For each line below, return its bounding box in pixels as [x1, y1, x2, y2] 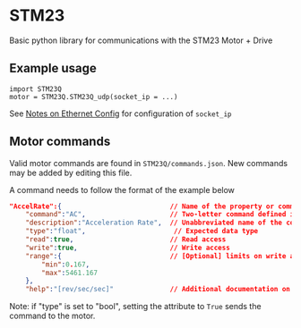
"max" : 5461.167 [41, 268, 99, 277]
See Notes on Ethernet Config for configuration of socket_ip [9, 108, 232, 119]
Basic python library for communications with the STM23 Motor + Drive [9, 35, 273, 46]
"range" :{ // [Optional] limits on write [25, 251, 287, 260]
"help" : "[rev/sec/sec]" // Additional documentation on [25, 285, 291, 294]
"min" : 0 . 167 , [41, 260, 90, 269]
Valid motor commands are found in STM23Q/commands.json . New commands [9, 157, 288, 168]
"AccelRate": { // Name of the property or [9, 202, 275, 211]
